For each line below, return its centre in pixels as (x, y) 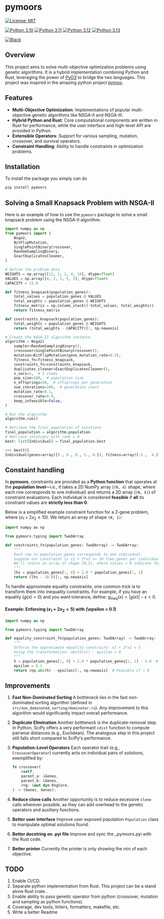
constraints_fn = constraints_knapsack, (53, 364)
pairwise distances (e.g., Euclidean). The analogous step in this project (83, 733)
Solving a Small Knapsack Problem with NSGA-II (80, 203)
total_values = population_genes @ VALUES (58, 297)
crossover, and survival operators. (47, 141)
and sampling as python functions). (48, 902)
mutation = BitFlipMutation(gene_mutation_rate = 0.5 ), (67, 355)
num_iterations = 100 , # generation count (56, 387)
